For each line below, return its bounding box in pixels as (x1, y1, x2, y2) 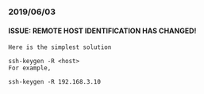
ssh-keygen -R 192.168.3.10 (8, 78, 102, 86)
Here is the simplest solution (8, 43, 112, 51)
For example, (8, 64, 52, 73)
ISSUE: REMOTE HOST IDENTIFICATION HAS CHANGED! (8, 26, 197, 36)
